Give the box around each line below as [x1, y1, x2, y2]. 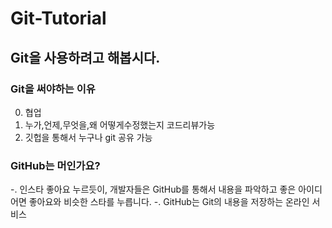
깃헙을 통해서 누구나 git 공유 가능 [24, 131, 153, 143]
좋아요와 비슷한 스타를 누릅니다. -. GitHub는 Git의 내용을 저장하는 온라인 [28, 196, 310, 208]
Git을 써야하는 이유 [10, 82, 96, 96]
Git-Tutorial [10, 7, 107, 30]
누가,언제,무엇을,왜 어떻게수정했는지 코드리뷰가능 [24, 118, 216, 131]
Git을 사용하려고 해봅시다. [10, 49, 161, 66]
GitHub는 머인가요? [10, 158, 101, 172]
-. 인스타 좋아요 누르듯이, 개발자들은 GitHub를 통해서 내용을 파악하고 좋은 [10, 183, 297, 196]
